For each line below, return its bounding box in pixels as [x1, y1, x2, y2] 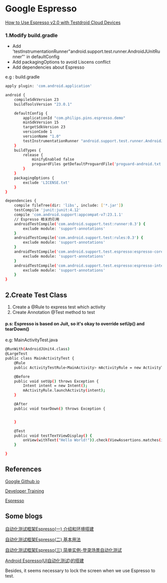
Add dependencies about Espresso [12, 64, 84, 70]
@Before [14, 374, 30, 379]
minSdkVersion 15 [23, 120, 59, 125]
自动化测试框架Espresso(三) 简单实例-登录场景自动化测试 [5, 547, 122, 553]
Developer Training [5, 488, 44, 494]
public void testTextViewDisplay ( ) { [14, 433, 92, 438]
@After [14, 401, 28, 406]
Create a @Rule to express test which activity [12, 304, 106, 310]
